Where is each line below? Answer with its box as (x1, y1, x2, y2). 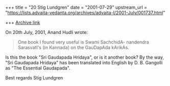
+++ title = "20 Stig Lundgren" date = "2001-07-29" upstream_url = (5, 5, 148, 10)
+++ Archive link (5, 20, 40, 25)
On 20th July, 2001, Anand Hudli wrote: (5, 29, 88, 35)
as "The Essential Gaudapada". (5, 65, 70, 71)
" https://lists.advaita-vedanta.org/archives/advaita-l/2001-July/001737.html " (5, 10, 165, 16)
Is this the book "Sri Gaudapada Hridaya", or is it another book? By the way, (5, 54, 164, 60)
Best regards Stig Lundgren (5, 75, 63, 80)
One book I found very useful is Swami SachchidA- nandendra (17, 39, 150, 45)
